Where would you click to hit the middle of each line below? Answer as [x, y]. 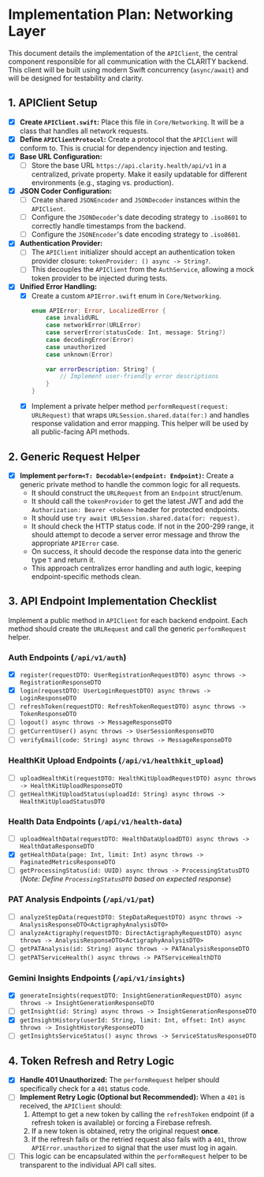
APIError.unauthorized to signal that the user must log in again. [134, 1148]
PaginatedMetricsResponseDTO [67, 863]
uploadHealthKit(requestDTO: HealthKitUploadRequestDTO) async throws [138, 778]
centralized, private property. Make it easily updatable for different [139, 174]
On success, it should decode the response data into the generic [136, 551]
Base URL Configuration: [61, 156]
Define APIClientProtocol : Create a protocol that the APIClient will [128, 139]
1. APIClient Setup [53, 103]
